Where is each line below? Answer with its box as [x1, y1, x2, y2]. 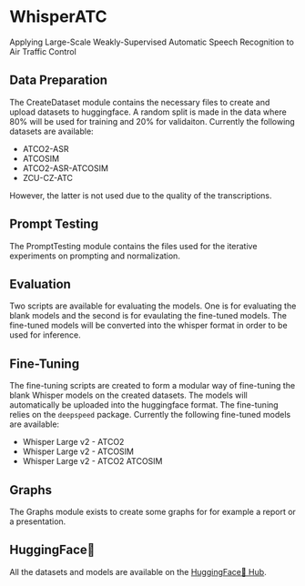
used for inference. [9, 329, 81, 340]
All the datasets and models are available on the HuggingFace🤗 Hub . [9, 566, 267, 577]
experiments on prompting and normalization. [9, 250, 180, 261]
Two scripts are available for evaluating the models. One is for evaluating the [9, 300, 297, 311]
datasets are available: [9, 126, 94, 136]
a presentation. [9, 516, 66, 527]
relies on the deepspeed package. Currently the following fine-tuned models [9, 409, 291, 420]
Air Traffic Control [9, 45, 77, 56]
